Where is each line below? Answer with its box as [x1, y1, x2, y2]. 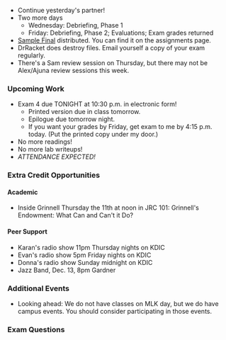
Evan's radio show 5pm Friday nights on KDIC [17, 251, 152, 259]
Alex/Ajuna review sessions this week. [17, 67, 130, 74]
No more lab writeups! [17, 145, 83, 154]
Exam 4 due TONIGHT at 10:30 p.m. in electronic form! [17, 100, 177, 108]
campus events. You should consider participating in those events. [17, 307, 213, 315]
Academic [7, 188, 38, 196]
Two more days [17, 13, 63, 22]
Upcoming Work [7, 84, 65, 93]
